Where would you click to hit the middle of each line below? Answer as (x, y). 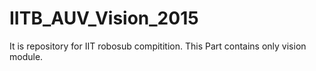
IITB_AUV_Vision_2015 (104, 18)
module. (26, 56)
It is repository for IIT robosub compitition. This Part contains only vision (158, 46)
